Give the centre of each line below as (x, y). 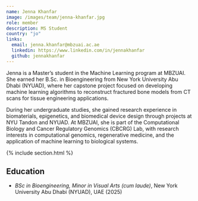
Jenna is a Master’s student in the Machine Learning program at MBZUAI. (96, 73)
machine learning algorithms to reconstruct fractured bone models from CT (99, 92)
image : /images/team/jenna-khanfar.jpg (56, 17)
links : (14, 39)
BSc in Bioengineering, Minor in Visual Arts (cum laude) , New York (96, 186)
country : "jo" (24, 34)
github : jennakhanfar (38, 56)
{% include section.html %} (40, 153)
